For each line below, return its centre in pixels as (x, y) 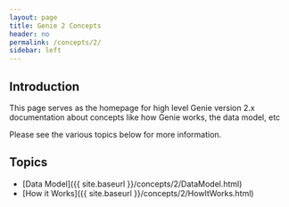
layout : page (33, 17)
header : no (29, 34)
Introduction (45, 87)
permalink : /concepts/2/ (55, 42)
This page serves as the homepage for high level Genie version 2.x (132, 107)
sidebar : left (36, 51)
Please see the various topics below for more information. (116, 134)
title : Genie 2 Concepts (55, 26)
